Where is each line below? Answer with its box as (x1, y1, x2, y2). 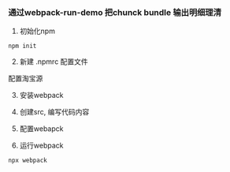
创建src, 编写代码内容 (19, 107, 90, 117)
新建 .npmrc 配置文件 (19, 57, 88, 66)
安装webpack (19, 91, 64, 100)
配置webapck (19, 124, 64, 133)
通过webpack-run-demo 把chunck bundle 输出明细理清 (8, 6, 222, 17)
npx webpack (8, 156, 47, 165)
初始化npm (19, 26, 55, 36)
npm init (8, 42, 37, 50)
